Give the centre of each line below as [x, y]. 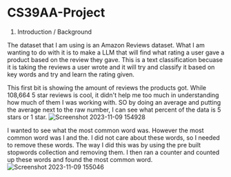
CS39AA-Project [56, 13]
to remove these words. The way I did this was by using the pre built [104, 145]
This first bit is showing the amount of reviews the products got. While [107, 87]
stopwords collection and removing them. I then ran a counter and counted [113, 152]
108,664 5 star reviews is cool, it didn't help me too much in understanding [113, 95]
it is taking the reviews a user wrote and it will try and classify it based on [111, 67]
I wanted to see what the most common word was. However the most [106, 130]
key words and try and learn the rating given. [71, 74]
